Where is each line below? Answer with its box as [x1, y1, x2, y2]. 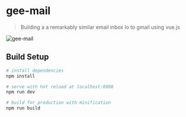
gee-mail [6, 4, 51, 18]
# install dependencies [6, 68, 64, 73]
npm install [6, 73, 35, 79]
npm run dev [6, 89, 35, 95]
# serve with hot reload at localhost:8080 [6, 83, 114, 89]
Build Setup [6, 52, 49, 62]
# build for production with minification [6, 100, 111, 106]
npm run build [6, 105, 41, 111]
